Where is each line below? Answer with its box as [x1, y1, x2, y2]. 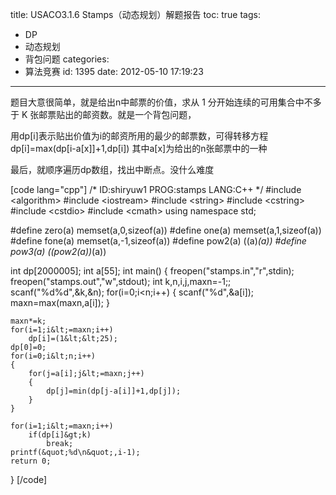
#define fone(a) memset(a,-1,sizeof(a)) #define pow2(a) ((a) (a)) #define [10, 235, 307, 247]
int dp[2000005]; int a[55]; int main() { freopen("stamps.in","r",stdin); [10, 265, 295, 277]
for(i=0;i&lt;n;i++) [10, 351, 97, 361]
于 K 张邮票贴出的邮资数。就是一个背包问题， [10, 109, 197, 120]
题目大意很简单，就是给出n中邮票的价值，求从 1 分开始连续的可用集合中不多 [10, 96, 322, 108]
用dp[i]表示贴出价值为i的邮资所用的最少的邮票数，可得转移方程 [10, 130, 269, 142]
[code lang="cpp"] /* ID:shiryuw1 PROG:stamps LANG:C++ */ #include [10, 184, 302, 195]
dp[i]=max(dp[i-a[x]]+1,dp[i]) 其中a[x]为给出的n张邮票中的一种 [10, 143, 268, 154]
